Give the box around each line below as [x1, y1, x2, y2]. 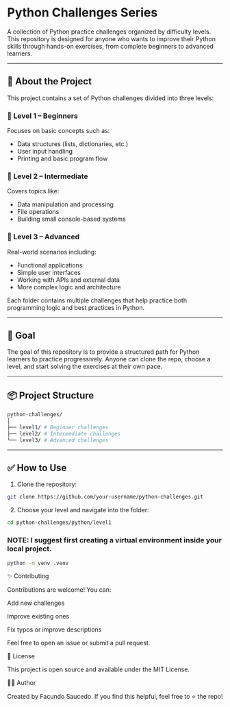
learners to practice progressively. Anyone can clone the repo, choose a [7, 355, 211, 363]
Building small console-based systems [16, 215, 126, 224]
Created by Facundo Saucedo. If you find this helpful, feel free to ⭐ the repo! [7, 693, 223, 701]
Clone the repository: [16, 480, 77, 488]
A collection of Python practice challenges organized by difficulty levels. [7, 27, 212, 36]
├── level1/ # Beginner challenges [7, 424, 109, 431]
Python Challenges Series [7, 5, 158, 21]
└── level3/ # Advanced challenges [7, 437, 109, 444]
